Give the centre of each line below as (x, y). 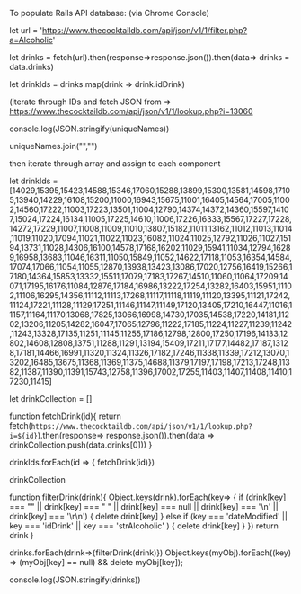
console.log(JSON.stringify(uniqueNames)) (89, 129)
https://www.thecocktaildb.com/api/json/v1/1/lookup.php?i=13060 (131, 111)
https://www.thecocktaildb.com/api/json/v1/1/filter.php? (145, 30)
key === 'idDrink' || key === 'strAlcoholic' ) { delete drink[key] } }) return (144, 526)
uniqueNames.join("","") (53, 146)
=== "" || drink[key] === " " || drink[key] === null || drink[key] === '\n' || (144, 506)
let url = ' (26, 30)
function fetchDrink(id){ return (65, 416)
